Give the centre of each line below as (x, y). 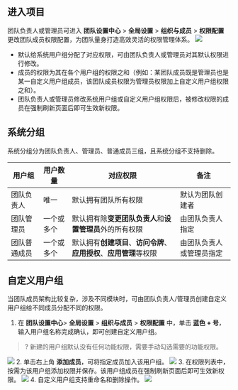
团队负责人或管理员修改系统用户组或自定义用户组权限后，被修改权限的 (120, 99)
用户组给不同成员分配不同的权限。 (57, 308)
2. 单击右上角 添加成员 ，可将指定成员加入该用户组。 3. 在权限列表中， (123, 362)
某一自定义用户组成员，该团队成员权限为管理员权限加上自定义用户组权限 (123, 81)
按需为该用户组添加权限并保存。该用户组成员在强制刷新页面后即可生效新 (113, 371)
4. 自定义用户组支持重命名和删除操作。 (87, 380)
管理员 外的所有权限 (111, 229)
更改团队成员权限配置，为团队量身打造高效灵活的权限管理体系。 (100, 39)
